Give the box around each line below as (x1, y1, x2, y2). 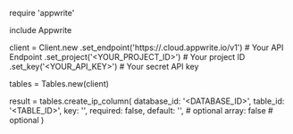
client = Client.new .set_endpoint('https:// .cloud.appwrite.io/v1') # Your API (9, 42, 284, 53)
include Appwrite (9, 25, 72, 35)
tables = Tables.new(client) (9, 79, 110, 88)
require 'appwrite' (9, 8, 75, 18)
